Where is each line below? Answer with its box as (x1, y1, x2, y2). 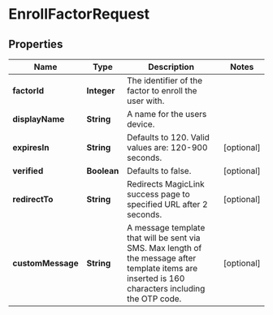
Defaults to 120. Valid (127, 132, 210, 143)
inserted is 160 (127, 273, 185, 284)
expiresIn (12, 142, 50, 153)
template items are (127, 263, 198, 274)
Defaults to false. (127, 166, 192, 176)
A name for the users (127, 109, 207, 119)
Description (147, 62, 195, 72)
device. (127, 119, 155, 130)
